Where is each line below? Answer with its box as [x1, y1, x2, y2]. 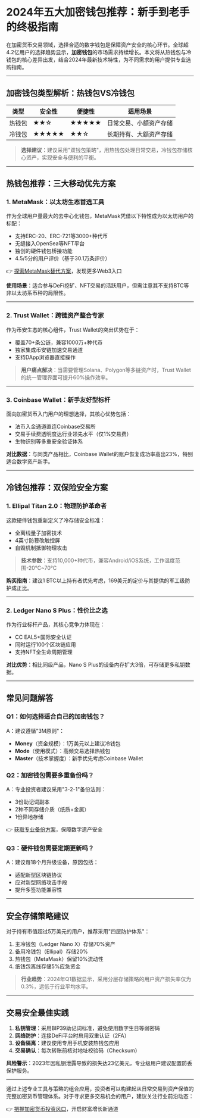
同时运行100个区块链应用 [14, 641, 76, 648]
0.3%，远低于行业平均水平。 [20, 983, 92, 990]
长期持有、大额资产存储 [107, 130, 173, 138]
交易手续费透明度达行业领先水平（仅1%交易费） [14, 430, 132, 438]
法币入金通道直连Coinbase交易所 [14, 423, 96, 430]
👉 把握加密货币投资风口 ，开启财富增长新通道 [6, 1105, 119, 1112]
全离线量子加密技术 [14, 529, 62, 536]
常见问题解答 [6, 693, 54, 703]
